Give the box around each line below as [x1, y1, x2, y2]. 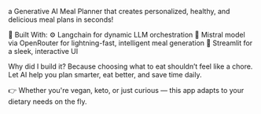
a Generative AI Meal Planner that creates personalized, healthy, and [8, 7, 230, 16]
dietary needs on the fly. [8, 97, 87, 106]
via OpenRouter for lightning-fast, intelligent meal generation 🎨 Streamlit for [8, 38, 253, 48]
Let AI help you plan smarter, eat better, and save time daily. [8, 70, 202, 79]
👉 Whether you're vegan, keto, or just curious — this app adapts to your [8, 86, 244, 94]
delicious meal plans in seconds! [8, 15, 114, 24]
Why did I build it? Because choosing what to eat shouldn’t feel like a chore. [8, 62, 253, 71]
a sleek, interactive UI [8, 47, 79, 55]
